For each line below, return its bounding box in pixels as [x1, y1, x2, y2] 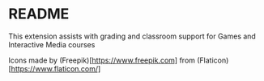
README [8, 5, 70, 23]
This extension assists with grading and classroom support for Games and [8, 31, 257, 41]
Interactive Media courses [8, 39, 96, 49]
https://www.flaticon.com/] [11, 63, 101, 73]
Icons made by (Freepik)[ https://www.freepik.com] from [8, 55, 196, 65]
